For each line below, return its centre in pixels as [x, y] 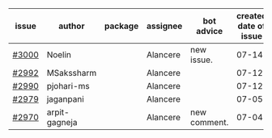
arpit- [58, 112]
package [121, 26]
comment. [209, 122]
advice [209, 31]
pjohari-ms [68, 86]
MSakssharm [72, 73]
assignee [164, 26]
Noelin [59, 54]
